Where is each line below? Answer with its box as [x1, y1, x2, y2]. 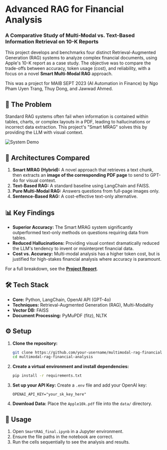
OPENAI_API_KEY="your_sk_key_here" [12, 392, 87, 397]
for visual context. [19, 177, 56, 183]
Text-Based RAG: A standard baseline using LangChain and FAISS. [12, 183, 151, 189]
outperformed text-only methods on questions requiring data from [12, 229, 149, 235]
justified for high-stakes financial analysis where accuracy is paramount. [12, 256, 162, 262]
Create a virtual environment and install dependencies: [12, 364, 129, 370]
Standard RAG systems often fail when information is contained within [5, 113, 149, 119]
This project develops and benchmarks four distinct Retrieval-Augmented [5, 49, 156, 55]
